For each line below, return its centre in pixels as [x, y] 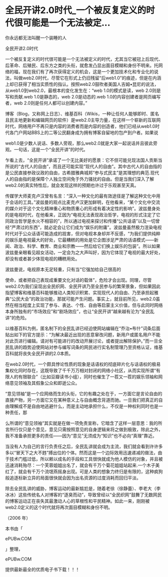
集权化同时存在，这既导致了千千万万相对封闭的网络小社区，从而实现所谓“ [81, 370]
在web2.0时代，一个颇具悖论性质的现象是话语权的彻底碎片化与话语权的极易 [83, 364]
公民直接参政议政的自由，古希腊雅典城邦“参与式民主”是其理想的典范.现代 [84, 172]
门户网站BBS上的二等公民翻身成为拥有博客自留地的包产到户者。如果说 [86, 132]
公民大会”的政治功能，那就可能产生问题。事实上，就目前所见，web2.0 [84, 299]
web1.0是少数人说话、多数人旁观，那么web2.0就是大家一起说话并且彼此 [79, 143]
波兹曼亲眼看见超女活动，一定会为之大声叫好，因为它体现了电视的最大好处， [84, 252]
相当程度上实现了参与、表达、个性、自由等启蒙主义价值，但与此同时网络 [88, 305]
